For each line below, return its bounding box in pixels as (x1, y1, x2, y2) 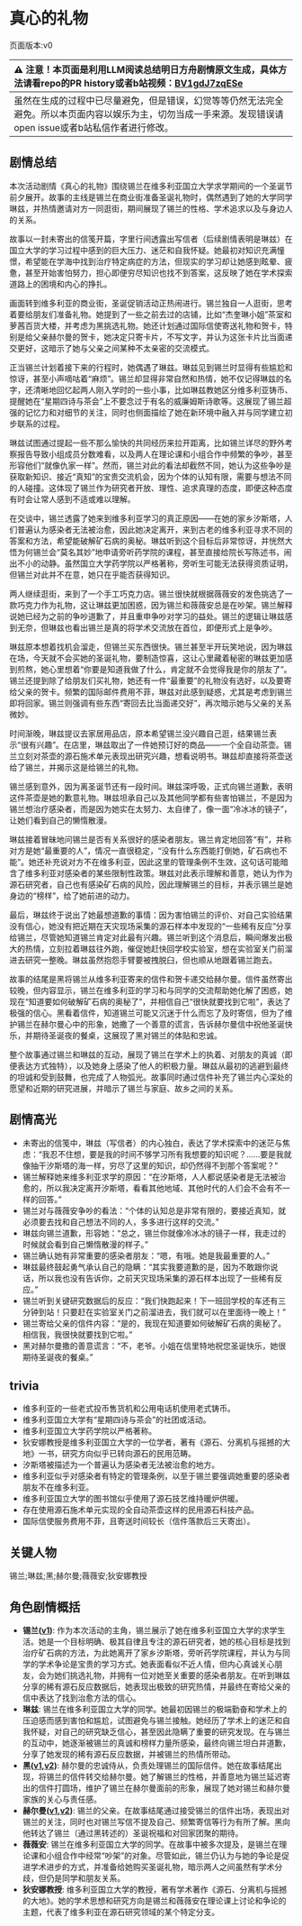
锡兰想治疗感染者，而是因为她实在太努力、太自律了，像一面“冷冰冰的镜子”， (9, 803, 292, 814)
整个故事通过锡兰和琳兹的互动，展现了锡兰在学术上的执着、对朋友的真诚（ (9, 1049, 285, 1060)
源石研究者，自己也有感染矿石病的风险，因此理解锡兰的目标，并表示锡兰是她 (9, 879, 293, 890)
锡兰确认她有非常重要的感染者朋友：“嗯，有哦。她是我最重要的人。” (22, 1250, 271, 1261)
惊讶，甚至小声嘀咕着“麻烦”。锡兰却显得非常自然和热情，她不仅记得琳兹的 (9, 373, 285, 384)
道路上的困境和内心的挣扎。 (9, 278, 112, 289)
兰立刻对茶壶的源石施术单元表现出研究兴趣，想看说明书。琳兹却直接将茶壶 (9, 750, 285, 762)
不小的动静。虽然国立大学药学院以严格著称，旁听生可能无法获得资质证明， (16, 558, 293, 569)
